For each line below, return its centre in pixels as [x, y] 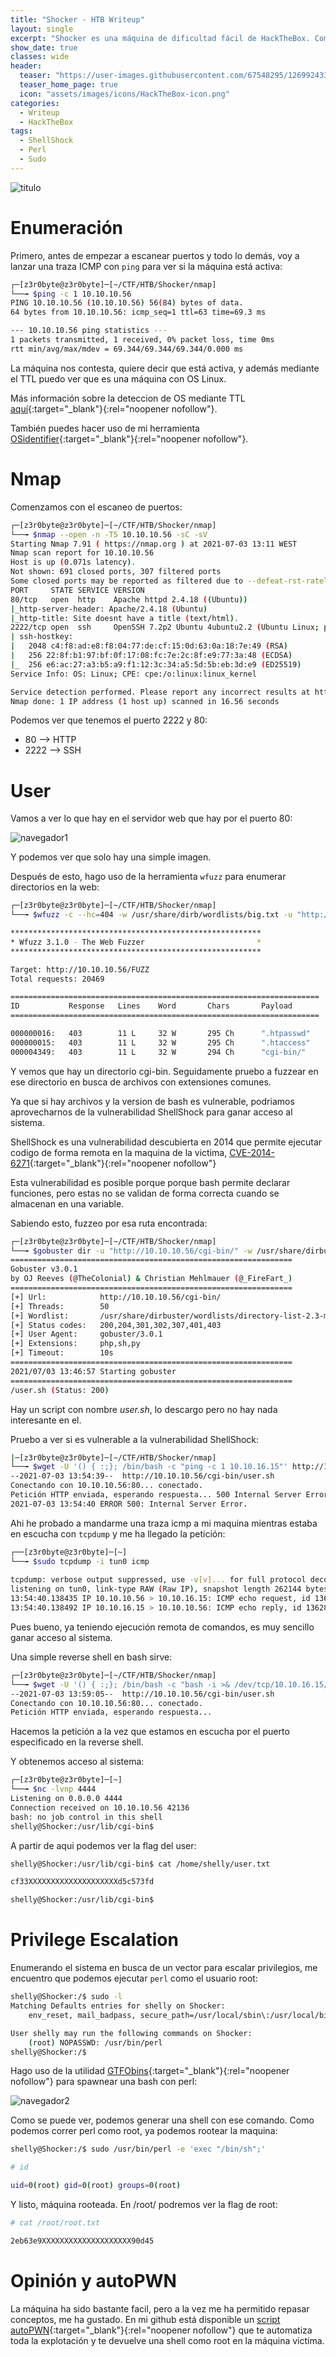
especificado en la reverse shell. [77, 1742]
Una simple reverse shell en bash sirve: [91, 1657]
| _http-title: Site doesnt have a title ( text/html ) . [125, 618]
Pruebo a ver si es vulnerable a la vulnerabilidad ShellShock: [135, 1439]
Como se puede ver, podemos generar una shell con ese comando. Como [162, 2120]
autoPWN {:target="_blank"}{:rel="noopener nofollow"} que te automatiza [161, 2330]
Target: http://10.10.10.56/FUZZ [80, 969]
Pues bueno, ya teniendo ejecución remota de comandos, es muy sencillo [162, 1627]
